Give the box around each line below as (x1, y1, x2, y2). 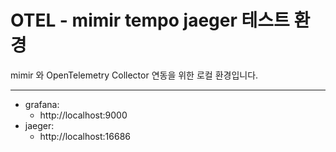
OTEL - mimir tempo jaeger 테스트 (10, 9, 290, 32)
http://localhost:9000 (39, 109, 128, 121)
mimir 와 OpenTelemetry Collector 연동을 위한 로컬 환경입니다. (10, 69, 259, 81)
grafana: (24, 98, 60, 110)
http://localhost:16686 (39, 130, 131, 142)
